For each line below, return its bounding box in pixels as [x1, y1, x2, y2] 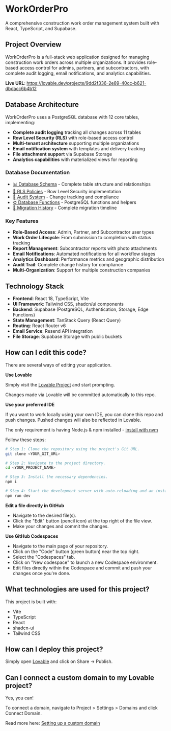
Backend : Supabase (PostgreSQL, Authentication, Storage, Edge [12, 306, 149, 312]
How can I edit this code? [5, 348, 87, 357]
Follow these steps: [5, 437, 46, 443]
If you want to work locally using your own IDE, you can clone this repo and [5, 411, 163, 417]
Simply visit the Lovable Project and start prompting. [5, 381, 116, 387]
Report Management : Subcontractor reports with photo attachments [12, 245, 157, 252]
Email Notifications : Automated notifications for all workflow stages [12, 251, 156, 257]
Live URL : [5, 80, 25, 86]
